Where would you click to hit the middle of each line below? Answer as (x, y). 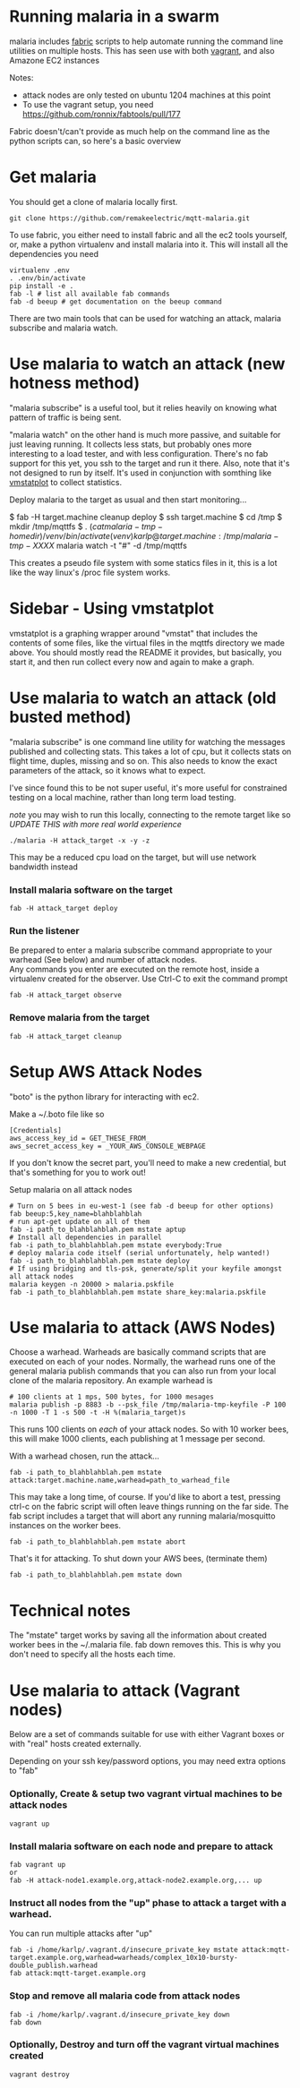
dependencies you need (54, 253)
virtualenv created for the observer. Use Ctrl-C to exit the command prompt (149, 979)
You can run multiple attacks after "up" (81, 1934)
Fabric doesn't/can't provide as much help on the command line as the (140, 131)
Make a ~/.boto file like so (57, 1114)
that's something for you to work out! (77, 1172)
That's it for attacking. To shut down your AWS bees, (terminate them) (138, 1559)
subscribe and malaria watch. (64, 328)
